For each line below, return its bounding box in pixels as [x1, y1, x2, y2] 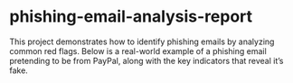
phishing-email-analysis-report [9, 6, 253, 27]
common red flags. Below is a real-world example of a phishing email [9, 45, 267, 56]
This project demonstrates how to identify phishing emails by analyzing [9, 36, 275, 47]
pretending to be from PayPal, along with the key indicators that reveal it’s [9, 55, 284, 66]
